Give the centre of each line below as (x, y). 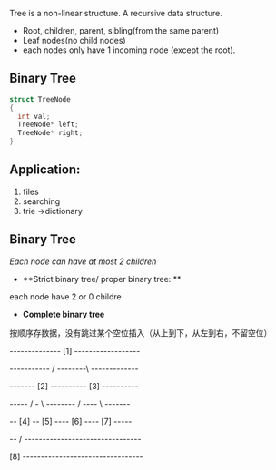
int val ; (34, 116)
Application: (45, 170)
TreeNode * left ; (48, 125)
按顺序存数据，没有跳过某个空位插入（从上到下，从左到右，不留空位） (141, 333)
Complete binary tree (64, 314)
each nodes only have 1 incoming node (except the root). (129, 50)
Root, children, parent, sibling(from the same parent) (121, 30)
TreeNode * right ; (50, 133)
